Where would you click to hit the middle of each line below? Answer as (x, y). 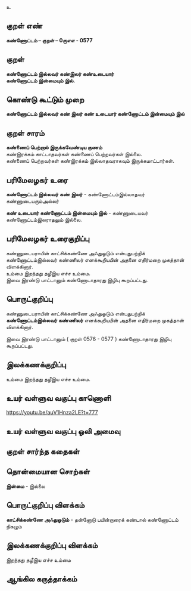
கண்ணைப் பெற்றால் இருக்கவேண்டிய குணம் (54, 147)
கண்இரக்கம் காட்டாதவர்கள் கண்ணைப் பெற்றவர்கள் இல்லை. (74, 154)
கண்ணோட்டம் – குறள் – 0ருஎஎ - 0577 (50, 40)
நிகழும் (14, 526)
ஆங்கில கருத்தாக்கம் (42, 579)
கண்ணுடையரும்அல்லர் (33, 201)
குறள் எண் (24, 26)
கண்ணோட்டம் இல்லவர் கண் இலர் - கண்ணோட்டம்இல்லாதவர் (76, 194)
